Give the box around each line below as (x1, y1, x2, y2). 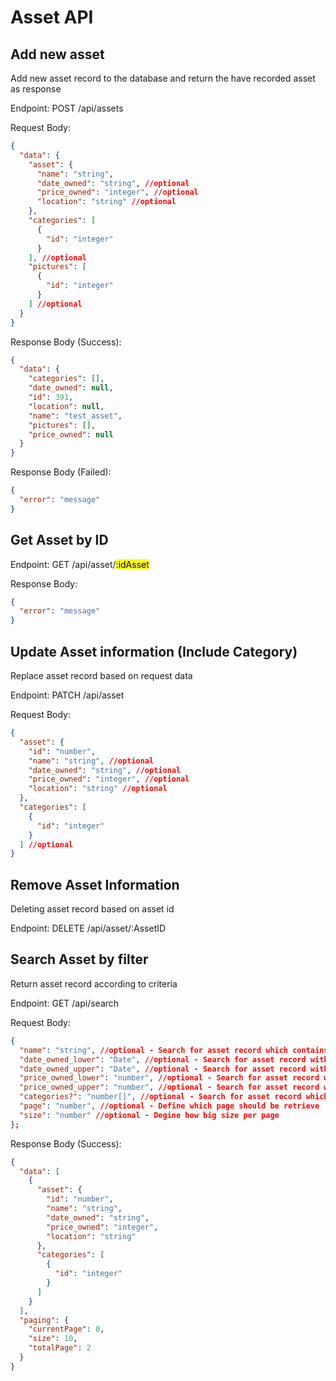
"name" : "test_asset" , (28, 411, 123, 421)
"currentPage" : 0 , (28, 1324, 105, 1335)
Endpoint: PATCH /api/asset (10, 689, 125, 701)
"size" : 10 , (28, 1334, 78, 1344)
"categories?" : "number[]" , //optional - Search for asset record (19, 1092, 302, 1102)
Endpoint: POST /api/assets (10, 102, 124, 114)
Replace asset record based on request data (10, 670, 193, 681)
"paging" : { (19, 1315, 70, 1325)
